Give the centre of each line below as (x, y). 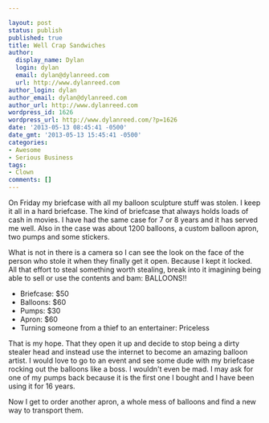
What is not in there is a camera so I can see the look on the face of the (126, 253)
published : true (35, 38)
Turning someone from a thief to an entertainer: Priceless (115, 328)
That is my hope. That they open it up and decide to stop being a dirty (124, 343)
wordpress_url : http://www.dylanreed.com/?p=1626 (93, 120)
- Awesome (25, 150)
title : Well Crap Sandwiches (57, 45)
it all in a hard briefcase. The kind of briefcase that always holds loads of (128, 211)
